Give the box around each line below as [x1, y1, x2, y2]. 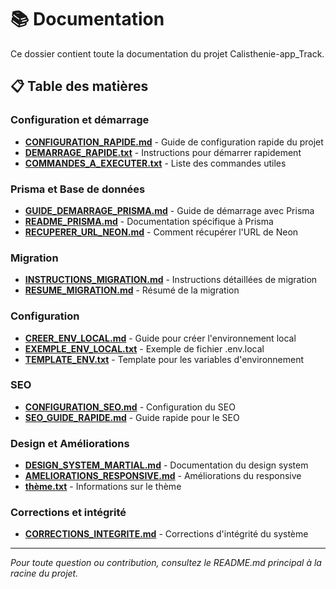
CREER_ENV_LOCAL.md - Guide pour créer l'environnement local [24, 332, 297, 344]
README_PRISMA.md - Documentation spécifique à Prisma [24, 215, 274, 227]
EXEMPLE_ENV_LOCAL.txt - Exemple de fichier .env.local [24, 342, 265, 355]
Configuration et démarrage [10, 113, 150, 127]
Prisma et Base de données [10, 182, 146, 196]
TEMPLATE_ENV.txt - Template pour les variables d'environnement [24, 353, 305, 365]
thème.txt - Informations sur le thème [24, 481, 182, 493]
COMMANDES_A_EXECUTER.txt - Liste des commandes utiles [24, 157, 287, 169]
